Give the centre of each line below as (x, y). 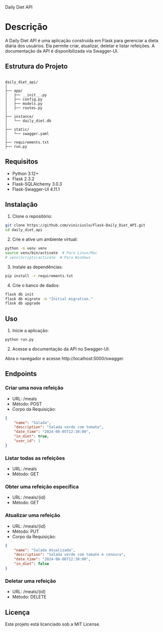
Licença (18, 612)
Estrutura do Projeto (36, 67)
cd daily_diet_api (24, 230)
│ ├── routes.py (24, 108)
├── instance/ (20, 116)
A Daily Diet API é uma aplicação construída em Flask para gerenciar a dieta (82, 40)
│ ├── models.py (24, 103)
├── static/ (17, 129)
